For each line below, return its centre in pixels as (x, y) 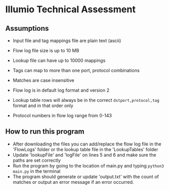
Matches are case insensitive (43, 80)
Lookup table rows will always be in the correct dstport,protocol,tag (86, 100)
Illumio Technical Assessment (70, 9)
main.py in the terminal (36, 171)
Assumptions (27, 28)
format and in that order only (43, 105)
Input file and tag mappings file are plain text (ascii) (67, 40)
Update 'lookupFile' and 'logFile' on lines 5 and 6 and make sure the (84, 155)
